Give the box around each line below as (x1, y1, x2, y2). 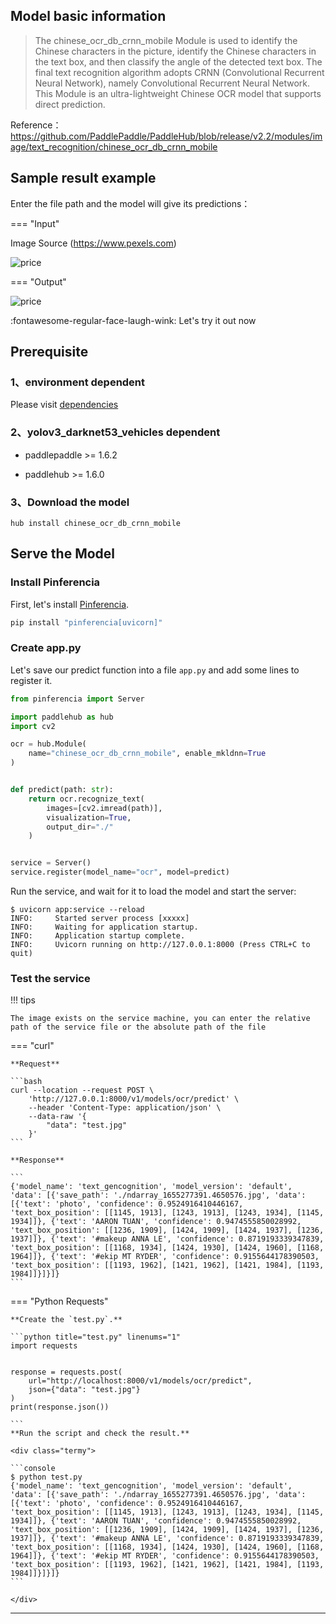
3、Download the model (10, 495, 130, 509)
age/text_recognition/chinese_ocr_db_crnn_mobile (10, 140, 218, 153)
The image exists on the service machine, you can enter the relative (10, 1014, 311, 1024)
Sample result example (10, 170, 157, 187)
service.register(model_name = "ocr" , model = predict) (10, 867, 230, 878)
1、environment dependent (10, 375, 146, 389)
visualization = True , (46, 812, 132, 823)
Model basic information (10, 8, 167, 25)
